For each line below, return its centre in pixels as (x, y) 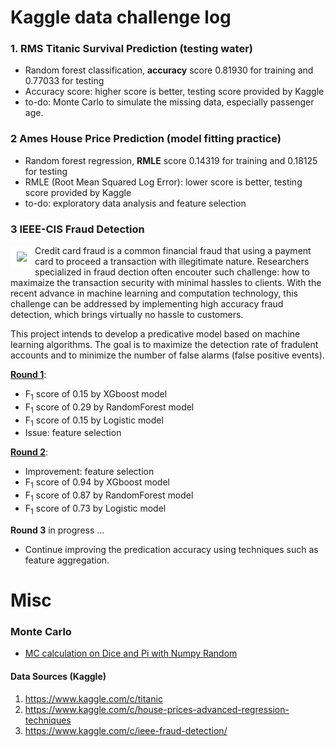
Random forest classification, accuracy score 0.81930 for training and (169, 70)
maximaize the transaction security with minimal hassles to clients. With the (166, 283)
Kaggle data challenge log (121, 17)
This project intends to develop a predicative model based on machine (155, 334)
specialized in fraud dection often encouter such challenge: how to (172, 272)
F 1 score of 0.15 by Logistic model (94, 421)
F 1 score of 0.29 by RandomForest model (109, 408)
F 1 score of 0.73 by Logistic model (95, 509)
